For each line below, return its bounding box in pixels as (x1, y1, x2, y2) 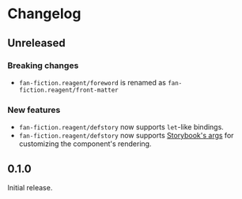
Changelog (7, 5, 81, 23)
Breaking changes (7, 60, 79, 71)
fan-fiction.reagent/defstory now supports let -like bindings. (18, 122, 225, 132)
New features (7, 104, 61, 115)
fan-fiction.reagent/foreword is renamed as (18, 77, 167, 87)
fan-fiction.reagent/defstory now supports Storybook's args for (18, 131, 234, 141)
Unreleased (7, 36, 66, 50)
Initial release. (7, 182, 53, 192)
